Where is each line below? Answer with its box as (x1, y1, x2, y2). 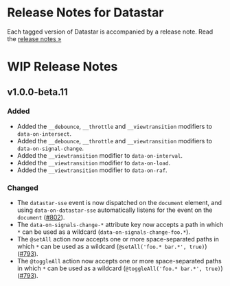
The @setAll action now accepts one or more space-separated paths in (16, 235, 220, 243)
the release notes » (7, 34, 62, 43)
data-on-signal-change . (16, 144, 84, 152)
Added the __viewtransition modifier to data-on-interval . (16, 151, 183, 159)
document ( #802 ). (16, 213, 65, 222)
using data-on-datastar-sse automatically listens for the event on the (16, 206, 213, 214)
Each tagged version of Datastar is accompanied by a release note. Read (7, 27, 214, 36)
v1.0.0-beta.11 (7, 86, 68, 97)
